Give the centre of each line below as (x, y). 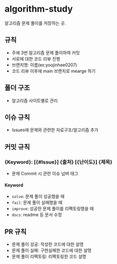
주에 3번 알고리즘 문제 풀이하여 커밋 (46, 53)
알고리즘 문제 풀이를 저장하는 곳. (35, 23)
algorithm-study (39, 9)
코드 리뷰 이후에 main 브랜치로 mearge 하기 (54, 71)
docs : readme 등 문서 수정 (37, 215)
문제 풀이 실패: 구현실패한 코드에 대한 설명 (51, 250)
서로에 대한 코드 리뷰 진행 (36, 59)
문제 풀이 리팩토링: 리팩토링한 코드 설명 (49, 257)
